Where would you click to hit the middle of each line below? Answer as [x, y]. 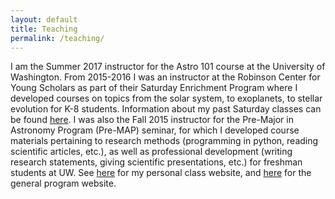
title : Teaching [44, 29]
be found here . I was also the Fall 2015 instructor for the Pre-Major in [152, 120]
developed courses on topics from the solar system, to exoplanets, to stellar [166, 98]
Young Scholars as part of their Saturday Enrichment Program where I [154, 88]
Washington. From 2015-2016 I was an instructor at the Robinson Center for [165, 77]
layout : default [44, 19]
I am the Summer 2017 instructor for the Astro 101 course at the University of [168, 67]
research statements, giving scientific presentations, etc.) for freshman [156, 162]
